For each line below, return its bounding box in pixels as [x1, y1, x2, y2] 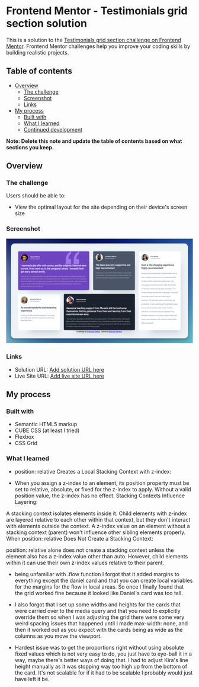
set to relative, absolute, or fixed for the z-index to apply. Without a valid [14, 485, 191, 493]
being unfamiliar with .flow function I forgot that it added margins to [14, 570, 179, 577]
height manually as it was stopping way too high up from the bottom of [14, 663, 188, 670]
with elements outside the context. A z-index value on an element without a [6, 522, 190, 529]
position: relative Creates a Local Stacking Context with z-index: [14, 468, 172, 475]
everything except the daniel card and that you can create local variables [14, 577, 193, 584]
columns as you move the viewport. [14, 632, 102, 640]
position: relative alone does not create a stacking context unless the [6, 547, 174, 554]
